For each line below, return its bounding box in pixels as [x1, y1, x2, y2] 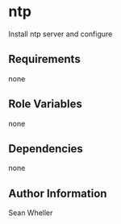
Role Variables [8, 97, 82, 111]
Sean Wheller [8, 208, 53, 218]
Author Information [8, 186, 107, 200]
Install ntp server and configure [8, 29, 113, 39]
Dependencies [8, 142, 83, 156]
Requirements [8, 52, 81, 66]
